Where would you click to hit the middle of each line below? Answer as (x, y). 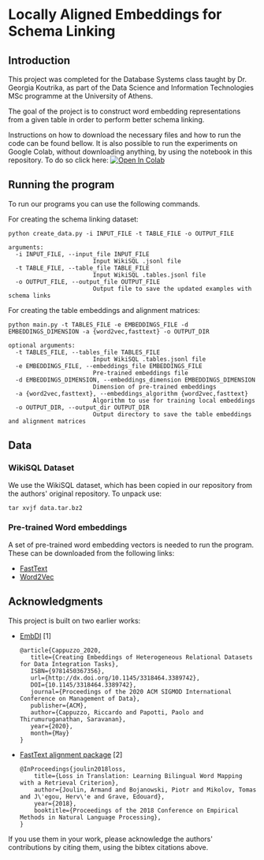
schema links (30, 296)
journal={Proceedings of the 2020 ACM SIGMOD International (131, 691)
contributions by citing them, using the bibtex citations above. (108, 847)
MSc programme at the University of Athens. (81, 96)
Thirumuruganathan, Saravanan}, (73, 719)
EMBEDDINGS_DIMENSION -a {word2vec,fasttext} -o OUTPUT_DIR (109, 331)
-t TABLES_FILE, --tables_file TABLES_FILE (87, 352)
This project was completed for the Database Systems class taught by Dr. (127, 79)
